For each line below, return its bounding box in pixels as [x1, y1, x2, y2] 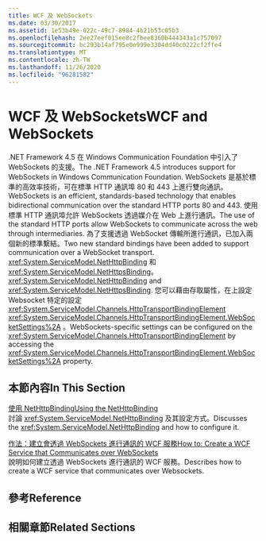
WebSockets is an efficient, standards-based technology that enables [8, 191, 237, 200]
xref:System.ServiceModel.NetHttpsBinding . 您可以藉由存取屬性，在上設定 [8, 285, 253, 295]
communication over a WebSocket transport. [8, 247, 155, 257]
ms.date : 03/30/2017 [8, 19, 77, 27]
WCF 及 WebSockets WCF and [8, 107, 208, 126]
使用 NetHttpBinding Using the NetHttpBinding [8, 404, 159, 413]
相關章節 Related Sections [8, 521, 136, 535]
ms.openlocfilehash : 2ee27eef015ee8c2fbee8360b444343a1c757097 [8, 33, 222, 42]
